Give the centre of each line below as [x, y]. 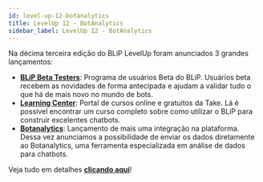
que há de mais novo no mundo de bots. [87, 95]
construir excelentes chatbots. [70, 120]
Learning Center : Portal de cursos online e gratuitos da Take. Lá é [129, 103]
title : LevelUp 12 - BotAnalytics [66, 23]
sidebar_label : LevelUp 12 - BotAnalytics [80, 30]
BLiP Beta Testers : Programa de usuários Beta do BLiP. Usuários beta [135, 78]
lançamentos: [31, 62]
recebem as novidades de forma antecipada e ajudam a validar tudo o [136, 86]
